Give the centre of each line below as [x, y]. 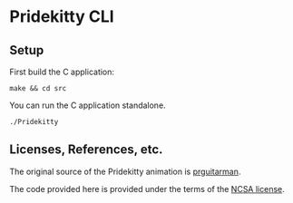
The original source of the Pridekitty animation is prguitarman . [125, 171]
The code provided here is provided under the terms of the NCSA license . [147, 188]
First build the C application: [62, 72]
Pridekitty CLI [62, 17]
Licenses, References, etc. [86, 150]
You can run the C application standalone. [88, 105]
